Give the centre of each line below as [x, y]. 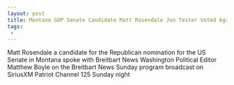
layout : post [26, 13]
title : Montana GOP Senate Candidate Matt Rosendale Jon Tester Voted [112, 20]
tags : [15, 26]
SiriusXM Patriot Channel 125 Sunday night [69, 75]
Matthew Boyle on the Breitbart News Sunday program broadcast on [106, 67]
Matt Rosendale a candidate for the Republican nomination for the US [107, 53]
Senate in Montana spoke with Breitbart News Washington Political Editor [112, 60]
